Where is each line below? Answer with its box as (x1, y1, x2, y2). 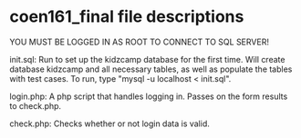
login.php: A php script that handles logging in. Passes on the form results (9, 91, 288, 102)
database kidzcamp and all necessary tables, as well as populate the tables (9, 64, 293, 74)
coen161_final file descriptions (9, 6, 244, 27)
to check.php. (9, 100, 62, 111)
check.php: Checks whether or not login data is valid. (9, 118, 210, 129)
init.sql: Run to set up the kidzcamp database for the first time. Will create (9, 54, 285, 64)
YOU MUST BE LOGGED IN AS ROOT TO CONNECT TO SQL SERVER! (9, 36, 269, 47)
